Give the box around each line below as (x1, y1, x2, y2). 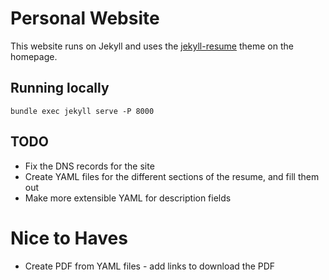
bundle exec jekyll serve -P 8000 (10, 106, 155, 116)
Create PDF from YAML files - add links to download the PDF (24, 260, 276, 272)
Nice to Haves (10, 227, 128, 249)
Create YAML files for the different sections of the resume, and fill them (24, 170, 320, 182)
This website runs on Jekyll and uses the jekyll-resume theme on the (10, 40, 294, 52)
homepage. (10, 50, 58, 62)
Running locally (10, 80, 110, 97)
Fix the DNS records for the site (24, 160, 155, 172)
